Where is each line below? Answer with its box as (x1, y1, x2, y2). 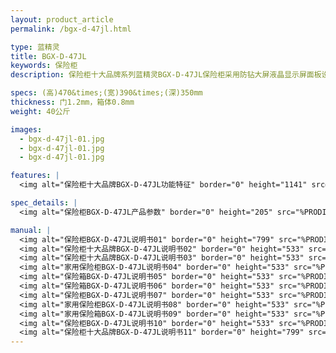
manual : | (10, 225, 52, 235)
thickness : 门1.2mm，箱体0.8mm (10, 97, 135, 107)
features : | (10, 171, 60, 181)
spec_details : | (10, 198, 78, 208)
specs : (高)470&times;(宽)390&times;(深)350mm (10, 88, 203, 98)
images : (10, 124, 43, 135)
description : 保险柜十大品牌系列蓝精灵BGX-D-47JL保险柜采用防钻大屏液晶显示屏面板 (10, 70, 322, 80)
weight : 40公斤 (10, 106, 71, 116)
